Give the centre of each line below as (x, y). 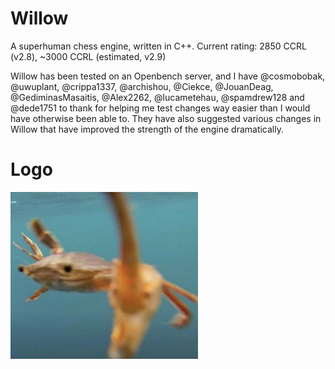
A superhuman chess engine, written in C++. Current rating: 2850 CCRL (158, 46)
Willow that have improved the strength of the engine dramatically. (147, 129)
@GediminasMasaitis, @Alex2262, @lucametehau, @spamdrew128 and (157, 97)
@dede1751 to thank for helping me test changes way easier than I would (160, 108)
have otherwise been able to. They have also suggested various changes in (166, 118)
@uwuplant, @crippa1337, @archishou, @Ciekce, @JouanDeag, (142, 86)
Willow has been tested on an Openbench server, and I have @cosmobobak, (168, 76)
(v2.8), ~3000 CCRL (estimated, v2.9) (88, 56)
